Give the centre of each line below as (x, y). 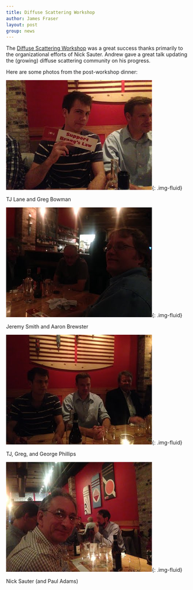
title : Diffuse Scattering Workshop (50, 12)
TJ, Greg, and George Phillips (41, 454)
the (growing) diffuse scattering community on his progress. (78, 61)
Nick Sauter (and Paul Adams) (42, 581)
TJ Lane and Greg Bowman (38, 200)
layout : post (22, 25)
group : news (20, 31)
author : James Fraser (32, 18)
